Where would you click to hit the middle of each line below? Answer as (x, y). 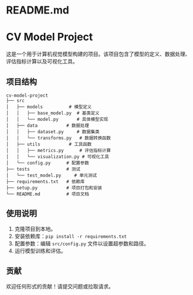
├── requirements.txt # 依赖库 (45, 182)
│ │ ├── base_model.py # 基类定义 (53, 113)
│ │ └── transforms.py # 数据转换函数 (58, 138)
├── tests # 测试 (43, 169)
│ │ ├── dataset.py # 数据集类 (53, 132)
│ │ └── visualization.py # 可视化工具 (58, 157)
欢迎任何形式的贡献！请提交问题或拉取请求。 (60, 286)
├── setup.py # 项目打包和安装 (54, 188)
